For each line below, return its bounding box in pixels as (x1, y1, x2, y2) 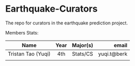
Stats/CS (72, 50, 93, 57)
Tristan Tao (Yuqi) (8, 50, 51, 57)
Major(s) (72, 42, 93, 49)
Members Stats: (5, 29, 39, 36)
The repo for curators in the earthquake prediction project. (5, 20, 128, 26)
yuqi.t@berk (98, 50, 127, 57)
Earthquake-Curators (5, 3, 98, 15)
